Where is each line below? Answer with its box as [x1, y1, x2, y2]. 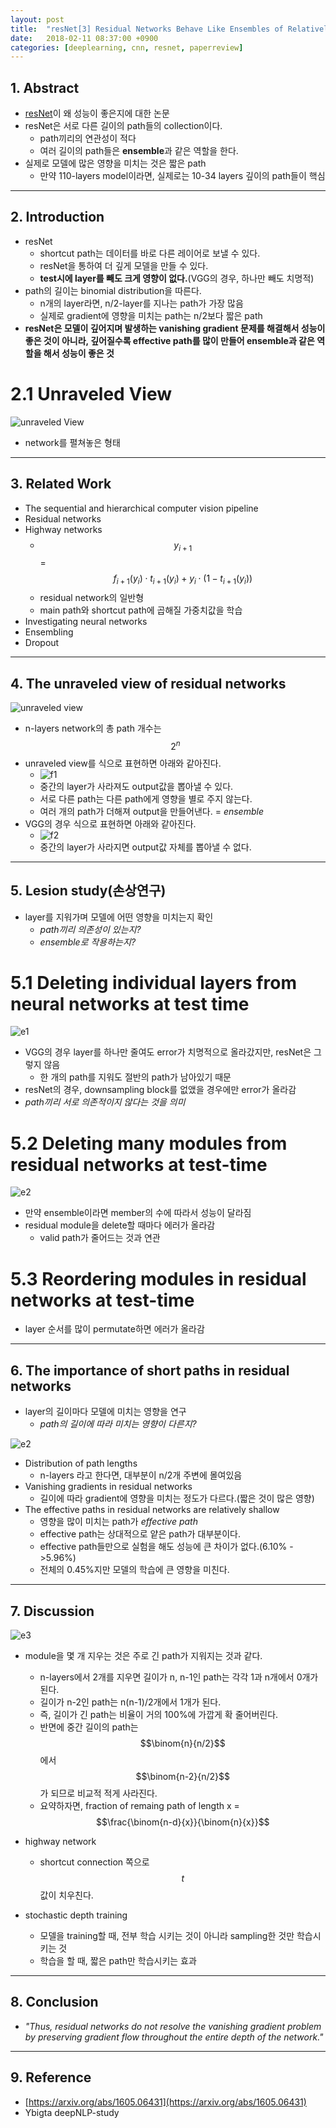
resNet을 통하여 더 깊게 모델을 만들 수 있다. [39, 259, 209, 271]
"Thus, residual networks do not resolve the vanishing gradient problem [24, 2020, 322, 2032]
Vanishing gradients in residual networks [24, 1481, 193, 1493]
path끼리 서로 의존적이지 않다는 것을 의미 [24, 1096, 186, 1108]
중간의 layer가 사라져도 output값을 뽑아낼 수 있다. [39, 780, 234, 792]
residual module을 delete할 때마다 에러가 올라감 [24, 1219, 216, 1231]
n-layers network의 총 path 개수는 [24, 722, 162, 735]
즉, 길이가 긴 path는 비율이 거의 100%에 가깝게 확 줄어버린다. [39, 1708, 279, 1720]
